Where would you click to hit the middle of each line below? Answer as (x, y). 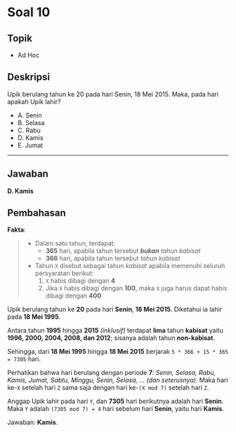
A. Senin (29, 115)
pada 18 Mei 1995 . (34, 317)
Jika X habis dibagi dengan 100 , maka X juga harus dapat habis (136, 288)
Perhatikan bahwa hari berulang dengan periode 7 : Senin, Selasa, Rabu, (112, 373)
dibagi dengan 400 (73, 296)
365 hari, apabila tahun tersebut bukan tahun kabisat (123, 251)
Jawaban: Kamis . (33, 422)
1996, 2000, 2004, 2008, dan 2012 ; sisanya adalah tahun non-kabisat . (111, 338)
